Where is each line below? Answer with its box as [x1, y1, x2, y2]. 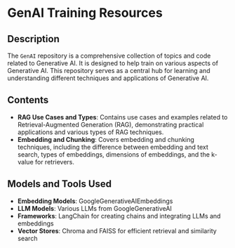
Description [7, 33, 60, 45]
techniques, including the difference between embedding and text [17, 143, 209, 151]
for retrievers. [34, 157, 75, 166]
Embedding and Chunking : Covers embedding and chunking [17, 135, 195, 143]
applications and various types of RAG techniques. [17, 128, 164, 136]
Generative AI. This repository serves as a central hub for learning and [7, 67, 210, 74]
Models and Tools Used [7, 178, 112, 190]
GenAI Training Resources [7, 5, 163, 21]
